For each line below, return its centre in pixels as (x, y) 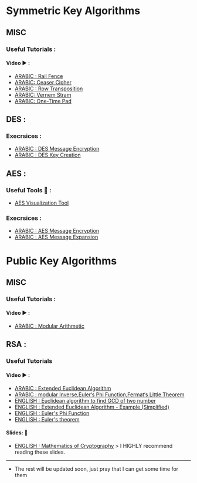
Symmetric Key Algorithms (73, 11)
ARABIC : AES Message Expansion (56, 237)
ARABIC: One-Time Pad (43, 101)
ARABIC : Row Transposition (49, 89)
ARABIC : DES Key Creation (47, 155)
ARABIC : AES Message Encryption (57, 231)
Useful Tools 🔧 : (29, 190)
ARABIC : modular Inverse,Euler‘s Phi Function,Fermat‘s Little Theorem (99, 394)
